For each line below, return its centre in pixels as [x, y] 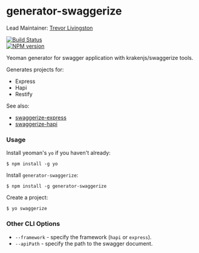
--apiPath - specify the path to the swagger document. [84, 243]
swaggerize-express [41, 117]
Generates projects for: [35, 69]
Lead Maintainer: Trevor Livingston [50, 28]
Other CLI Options [33, 224]
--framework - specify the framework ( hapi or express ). [83, 237]
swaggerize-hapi [36, 124]
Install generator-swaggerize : [42, 175]
